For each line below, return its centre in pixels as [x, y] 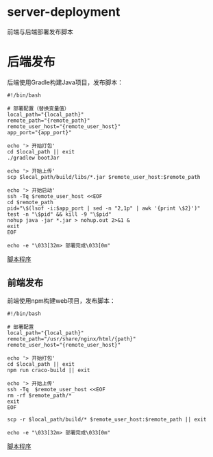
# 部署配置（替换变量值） [38, 108]
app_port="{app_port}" [39, 132]
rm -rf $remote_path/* [39, 395]
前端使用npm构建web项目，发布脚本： [62, 300]
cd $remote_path [30, 202]
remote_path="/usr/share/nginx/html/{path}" [72, 339]
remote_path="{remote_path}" [49, 121]
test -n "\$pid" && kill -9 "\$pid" [59, 214]
